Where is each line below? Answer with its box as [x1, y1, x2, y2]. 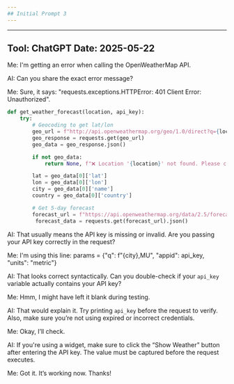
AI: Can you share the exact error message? [7, 74, 134, 83]
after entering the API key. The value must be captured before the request [7, 348, 219, 356]
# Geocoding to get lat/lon [32, 122, 114, 129]
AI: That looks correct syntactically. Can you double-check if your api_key [7, 272, 219, 280]
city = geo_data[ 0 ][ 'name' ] [32, 186, 114, 193]
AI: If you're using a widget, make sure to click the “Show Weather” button [7, 340, 221, 349]
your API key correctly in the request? [7, 237, 116, 246]
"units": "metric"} [7, 258, 57, 266]
